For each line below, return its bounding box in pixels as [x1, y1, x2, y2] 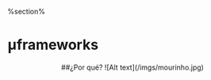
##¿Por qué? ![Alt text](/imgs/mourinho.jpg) [61, 63, 204, 72]
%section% [7, 7, 45, 16]
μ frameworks [7, 35, 99, 55]
